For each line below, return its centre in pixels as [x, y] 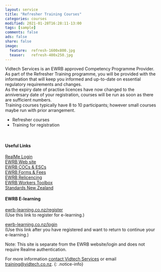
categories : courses [26, 19]
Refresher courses [31, 120]
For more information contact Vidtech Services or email [61, 259]
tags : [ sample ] [20, 28]
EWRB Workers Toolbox [29, 182]
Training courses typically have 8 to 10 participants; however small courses [80, 105]
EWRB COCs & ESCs [26, 167]
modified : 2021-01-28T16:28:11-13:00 [43, 23]
